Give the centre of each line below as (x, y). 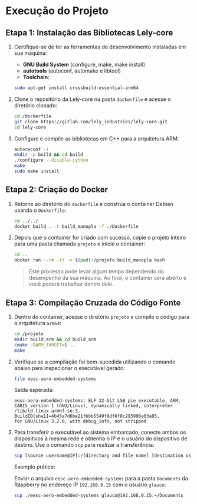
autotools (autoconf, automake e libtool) (72, 71)
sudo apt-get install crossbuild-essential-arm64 (76, 88)
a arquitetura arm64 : (38, 323)
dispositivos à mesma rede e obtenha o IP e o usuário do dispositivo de (101, 438)
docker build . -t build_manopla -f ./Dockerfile (76, 226)
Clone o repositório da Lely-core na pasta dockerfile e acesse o (93, 99)
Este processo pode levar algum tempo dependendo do (96, 271)
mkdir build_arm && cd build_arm (55, 339)
